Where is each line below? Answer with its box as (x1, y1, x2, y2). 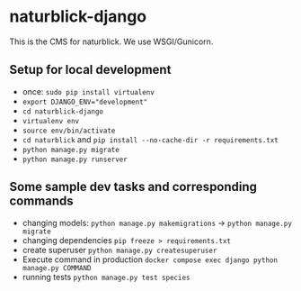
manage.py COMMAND (22, 263, 92, 272)
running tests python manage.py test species (22, 271, 190, 282)
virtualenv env (22, 116, 80, 125)
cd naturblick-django (22, 106, 103, 116)
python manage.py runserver (22, 155, 128, 164)
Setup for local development (9, 62, 172, 77)
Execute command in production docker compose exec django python (22, 254, 279, 265)
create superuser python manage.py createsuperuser (22, 244, 217, 255)
